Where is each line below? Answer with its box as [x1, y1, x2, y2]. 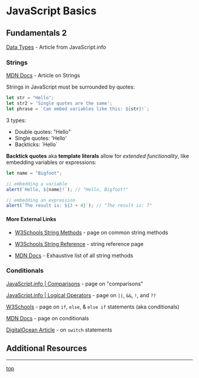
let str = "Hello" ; [6, 95, 54, 101]
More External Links [6, 215, 56, 222]
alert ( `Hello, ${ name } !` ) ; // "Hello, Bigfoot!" [6, 186, 129, 193]
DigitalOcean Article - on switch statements [6, 326, 113, 333]
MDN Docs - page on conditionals [6, 314, 89, 322]
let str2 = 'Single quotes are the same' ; [6, 100, 113, 106]
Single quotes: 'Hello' [14, 134, 67, 141]
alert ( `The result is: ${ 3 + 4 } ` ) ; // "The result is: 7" [6, 203, 152, 209]
